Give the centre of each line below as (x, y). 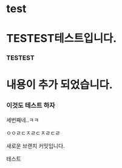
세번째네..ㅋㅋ (23, 120)
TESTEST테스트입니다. (62, 39)
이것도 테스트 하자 (31, 105)
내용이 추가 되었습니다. (60, 85)
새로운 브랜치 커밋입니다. (36, 145)
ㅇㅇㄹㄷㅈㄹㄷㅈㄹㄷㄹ (33, 133)
